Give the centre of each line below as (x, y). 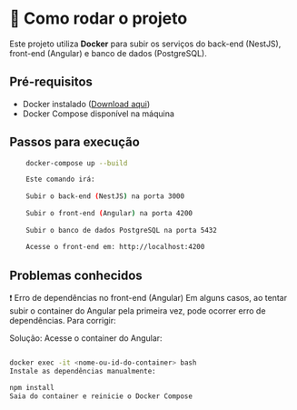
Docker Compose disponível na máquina (99, 114)
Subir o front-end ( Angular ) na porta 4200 (109, 213)
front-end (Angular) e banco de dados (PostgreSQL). (108, 53)
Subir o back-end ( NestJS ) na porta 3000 (105, 196)
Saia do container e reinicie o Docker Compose (101, 396)
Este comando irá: (60, 180)
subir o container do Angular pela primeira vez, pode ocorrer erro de (138, 311)
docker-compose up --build (77, 163)
